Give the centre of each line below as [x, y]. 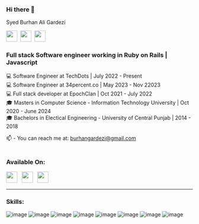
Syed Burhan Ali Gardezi [36, 23]
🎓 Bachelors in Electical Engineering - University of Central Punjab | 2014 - [99, 117]
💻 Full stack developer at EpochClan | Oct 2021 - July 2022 [79, 94]
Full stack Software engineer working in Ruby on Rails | [87, 55]
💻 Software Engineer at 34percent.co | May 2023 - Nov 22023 [84, 85]
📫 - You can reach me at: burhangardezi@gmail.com [71, 138]
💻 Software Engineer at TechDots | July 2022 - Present [74, 76]
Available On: [26, 162]
